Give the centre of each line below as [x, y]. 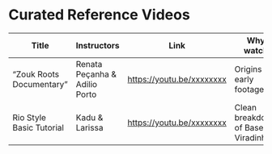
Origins [248, 69]
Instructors [98, 45]
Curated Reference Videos [99, 15]
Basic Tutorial [38, 127]
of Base [249, 127]
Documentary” [40, 84]
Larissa [89, 127]
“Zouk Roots [36, 74]
